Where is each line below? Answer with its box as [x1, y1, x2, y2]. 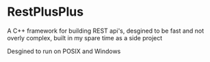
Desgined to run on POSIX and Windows [7, 47, 121, 55]
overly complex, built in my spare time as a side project [7, 33, 163, 42]
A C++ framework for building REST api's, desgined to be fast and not [7, 27, 205, 35]
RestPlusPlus [7, 4, 84, 20]
